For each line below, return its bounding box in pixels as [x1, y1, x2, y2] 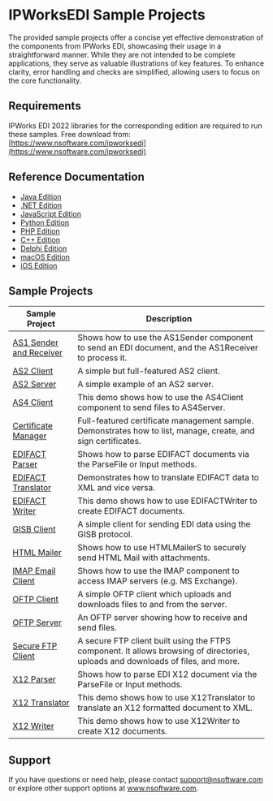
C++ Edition [19, 235, 61, 244]
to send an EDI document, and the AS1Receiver [76, 342, 258, 354]
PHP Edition [19, 226, 61, 236]
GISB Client [12, 523, 56, 535]
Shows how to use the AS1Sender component [76, 332, 253, 343]
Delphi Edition [19, 243, 67, 253]
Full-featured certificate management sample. [76, 416, 254, 427]
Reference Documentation [8, 170, 145, 184]
